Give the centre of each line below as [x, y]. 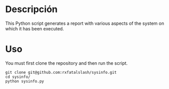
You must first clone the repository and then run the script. [66, 63]
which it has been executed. [35, 28]
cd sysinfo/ [18, 77]
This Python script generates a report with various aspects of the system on [85, 23]
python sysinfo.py [25, 81]
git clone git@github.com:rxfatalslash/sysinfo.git [61, 72]
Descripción [31, 9]
